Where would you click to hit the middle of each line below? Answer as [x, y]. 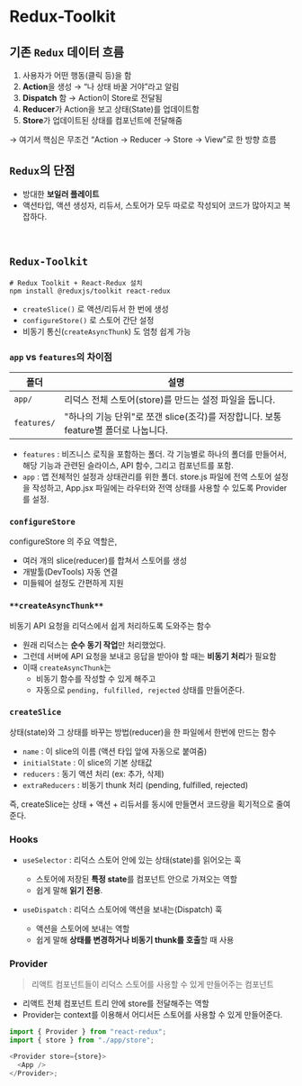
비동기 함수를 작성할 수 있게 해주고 [96, 678]
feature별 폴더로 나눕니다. [116, 430]
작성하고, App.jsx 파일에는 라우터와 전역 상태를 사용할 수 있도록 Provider [160, 487]
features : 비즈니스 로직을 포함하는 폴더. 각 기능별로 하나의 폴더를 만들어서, [155, 454]
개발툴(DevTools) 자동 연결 [70, 572]
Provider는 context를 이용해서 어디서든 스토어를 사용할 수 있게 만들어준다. [152, 1015]
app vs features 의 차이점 [61, 357]
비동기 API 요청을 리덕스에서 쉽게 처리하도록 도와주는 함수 [111, 625]
